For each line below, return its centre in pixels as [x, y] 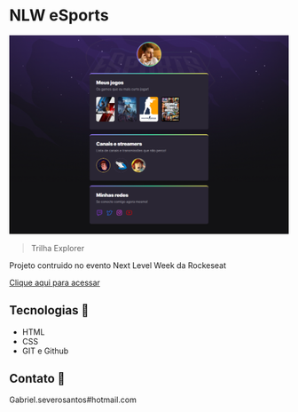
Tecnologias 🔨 [49, 310]
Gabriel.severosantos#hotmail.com [73, 400]
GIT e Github [45, 351]
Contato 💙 [37, 378]
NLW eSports [59, 16]
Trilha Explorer [58, 248]
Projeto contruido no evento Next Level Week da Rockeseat [118, 265]
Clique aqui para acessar [55, 282]
